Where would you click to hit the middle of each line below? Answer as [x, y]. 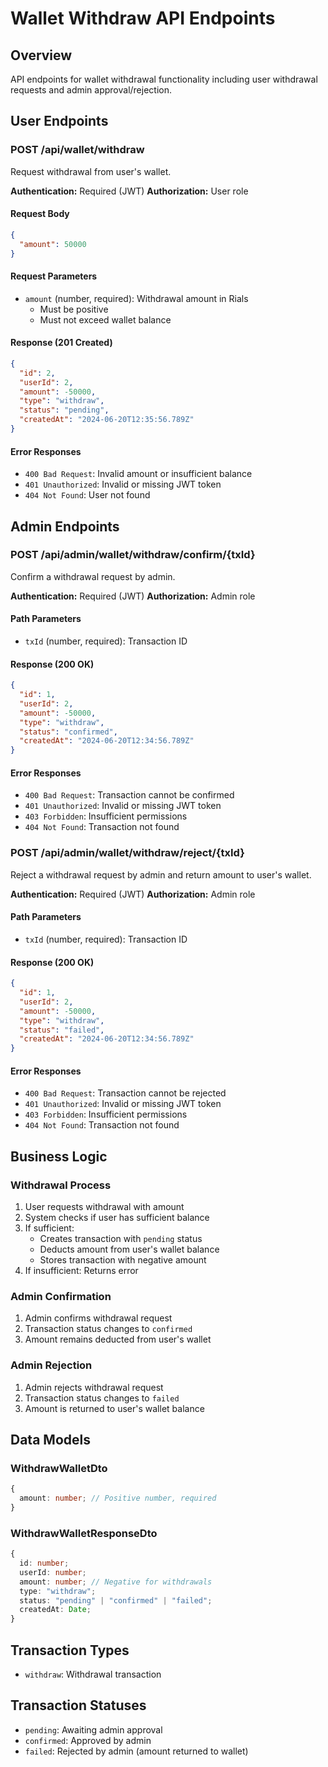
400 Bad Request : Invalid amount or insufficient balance [138, 474]
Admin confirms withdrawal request [98, 1318]
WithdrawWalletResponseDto [84, 1533]
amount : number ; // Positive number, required [118, 1498]
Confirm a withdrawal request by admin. [93, 576]
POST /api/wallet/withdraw [77, 150]
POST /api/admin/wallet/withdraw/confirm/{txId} [133, 555]
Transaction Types [70, 1650]
